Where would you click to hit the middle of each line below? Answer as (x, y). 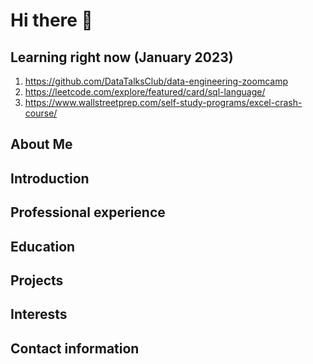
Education (43, 246)
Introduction (50, 178)
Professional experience (88, 212)
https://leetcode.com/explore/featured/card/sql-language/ (145, 92)
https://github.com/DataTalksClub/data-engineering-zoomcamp (156, 81)
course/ (41, 113)
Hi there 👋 (51, 20)
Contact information (75, 348)
